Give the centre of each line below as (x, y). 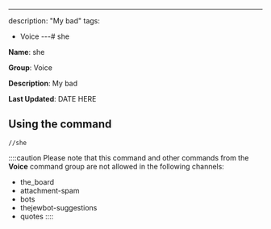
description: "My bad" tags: (54, 21)
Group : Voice (30, 68)
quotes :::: (37, 216)
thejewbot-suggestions (58, 207)
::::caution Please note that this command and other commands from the (129, 157)
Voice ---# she (45, 36)
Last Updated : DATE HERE (52, 99)
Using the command (60, 125)
